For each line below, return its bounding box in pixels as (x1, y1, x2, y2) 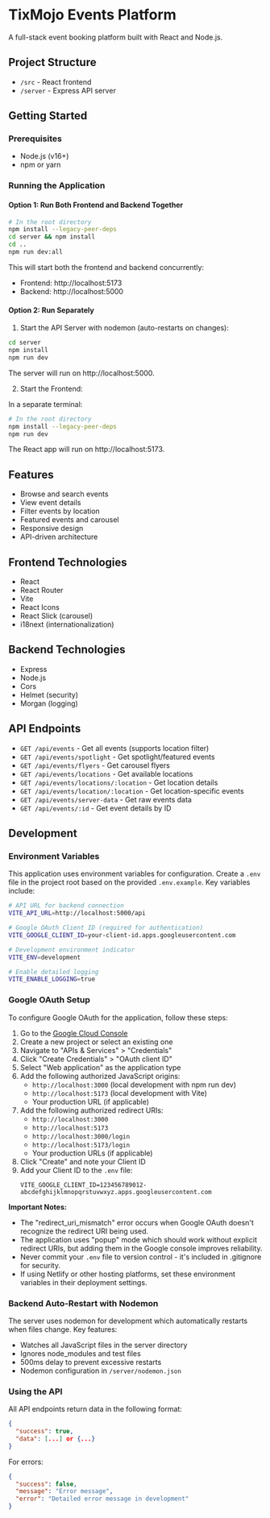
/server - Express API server (19, 85, 117, 95)
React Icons (19, 603, 60, 612)
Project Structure (8, 56, 97, 69)
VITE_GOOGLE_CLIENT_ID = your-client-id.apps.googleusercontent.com (8, 931, 236, 939)
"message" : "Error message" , (15, 1487, 114, 1495)
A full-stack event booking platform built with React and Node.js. (8, 32, 223, 42)
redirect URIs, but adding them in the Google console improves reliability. (19, 1243, 264, 1253)
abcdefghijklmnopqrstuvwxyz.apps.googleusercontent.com (19, 1188, 212, 1196)
